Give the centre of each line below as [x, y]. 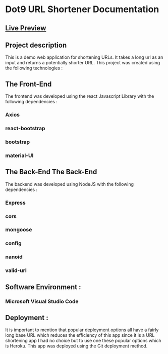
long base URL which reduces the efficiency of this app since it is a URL [80, 335]
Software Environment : [43, 287]
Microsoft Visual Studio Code [42, 301]
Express [16, 203]
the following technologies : [34, 68]
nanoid [14, 257]
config [13, 243]
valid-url [16, 270]
